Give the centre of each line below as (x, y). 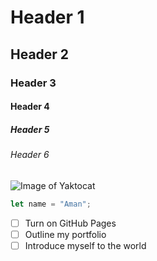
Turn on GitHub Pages (70, 223)
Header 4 (30, 107)
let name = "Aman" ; (51, 204)
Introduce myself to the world (85, 245)
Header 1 (47, 17)
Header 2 (40, 54)
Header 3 (33, 83)
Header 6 (30, 155)
